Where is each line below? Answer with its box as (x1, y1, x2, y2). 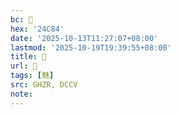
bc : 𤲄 (10, 14, 33, 25)
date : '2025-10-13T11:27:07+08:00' (10, 33, 159, 43)
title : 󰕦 (10, 52, 47, 62)
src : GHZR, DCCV (10, 80, 78, 90)
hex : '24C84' (10, 24, 65, 34)
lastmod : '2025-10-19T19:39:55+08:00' (10, 42, 172, 53)
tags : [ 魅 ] (10, 71, 55, 81)
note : (10, 89, 33, 99)
